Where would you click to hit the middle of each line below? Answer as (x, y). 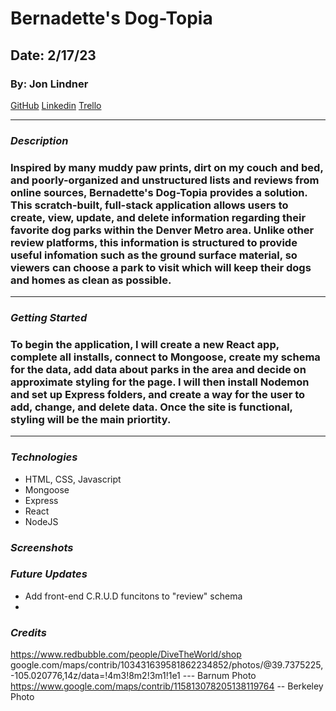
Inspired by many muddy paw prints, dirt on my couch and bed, (167, 167)
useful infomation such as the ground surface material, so (154, 255)
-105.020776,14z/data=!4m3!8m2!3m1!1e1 (95, 676)
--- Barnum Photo (219, 676)
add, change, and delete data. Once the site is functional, (151, 407)
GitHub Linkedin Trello (56, 105)
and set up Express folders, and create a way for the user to (158, 394)
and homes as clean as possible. (91, 280)
